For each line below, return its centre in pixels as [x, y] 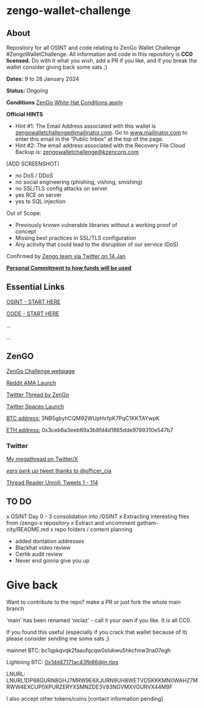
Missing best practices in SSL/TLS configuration [76, 238]
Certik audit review [39, 554]
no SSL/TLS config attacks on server [61, 188]
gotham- [148, 523]
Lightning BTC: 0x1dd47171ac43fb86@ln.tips [62, 662]
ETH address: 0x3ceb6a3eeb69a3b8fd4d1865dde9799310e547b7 [90, 430]
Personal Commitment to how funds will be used [69, 268]
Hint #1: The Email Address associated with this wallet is [86, 126]
